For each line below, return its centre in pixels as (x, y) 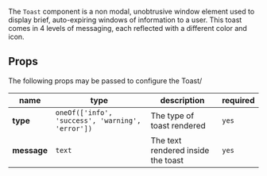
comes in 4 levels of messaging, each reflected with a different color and (128, 28)
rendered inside (180, 150)
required (238, 100)
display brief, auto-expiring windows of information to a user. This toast (125, 20)
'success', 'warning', (98, 121)
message (30, 150)
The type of (172, 116)
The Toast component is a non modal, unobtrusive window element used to (132, 11)
